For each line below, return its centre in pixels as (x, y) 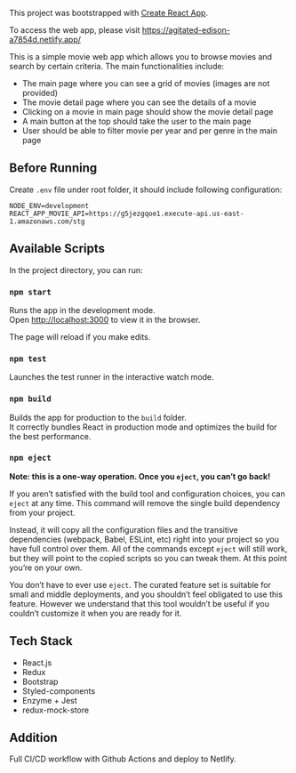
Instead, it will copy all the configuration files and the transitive (124, 529)
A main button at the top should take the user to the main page (136, 121)
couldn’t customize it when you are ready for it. (96, 613)
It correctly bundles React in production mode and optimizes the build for (143, 427)
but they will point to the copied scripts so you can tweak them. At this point (148, 558)
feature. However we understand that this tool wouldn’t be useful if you (139, 603)
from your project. (42, 512)
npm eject (30, 458)
